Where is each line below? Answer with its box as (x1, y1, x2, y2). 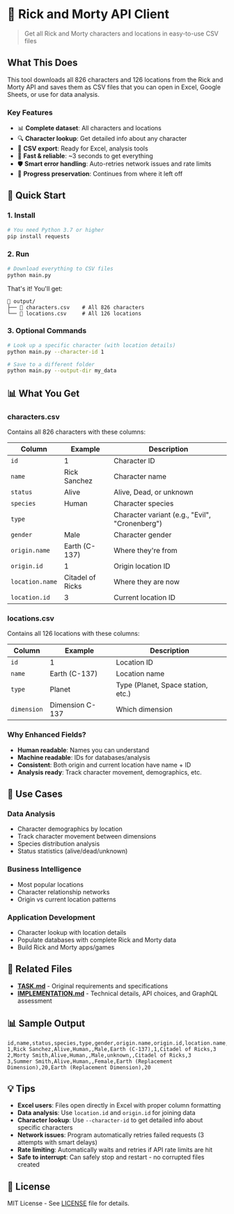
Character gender (114, 530, 172, 540)
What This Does (7, 57, 78, 69)
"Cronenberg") (114, 519, 162, 529)
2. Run (7, 249, 30, 259)
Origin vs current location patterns (17, 895, 116, 903)
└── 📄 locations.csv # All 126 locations (7, 310, 141, 317)
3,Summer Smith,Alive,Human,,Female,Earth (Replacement (7, 1058, 173, 1065)
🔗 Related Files (7, 963, 72, 975)
